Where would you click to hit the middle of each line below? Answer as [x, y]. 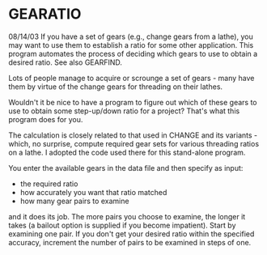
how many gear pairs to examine [74, 201]
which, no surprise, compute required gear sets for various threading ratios [134, 143]
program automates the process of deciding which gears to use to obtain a [133, 53]
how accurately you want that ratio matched [93, 192]
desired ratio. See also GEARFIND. [66, 62]
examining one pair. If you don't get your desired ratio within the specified [131, 234]
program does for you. [46, 119]
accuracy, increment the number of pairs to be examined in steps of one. [130, 242]
